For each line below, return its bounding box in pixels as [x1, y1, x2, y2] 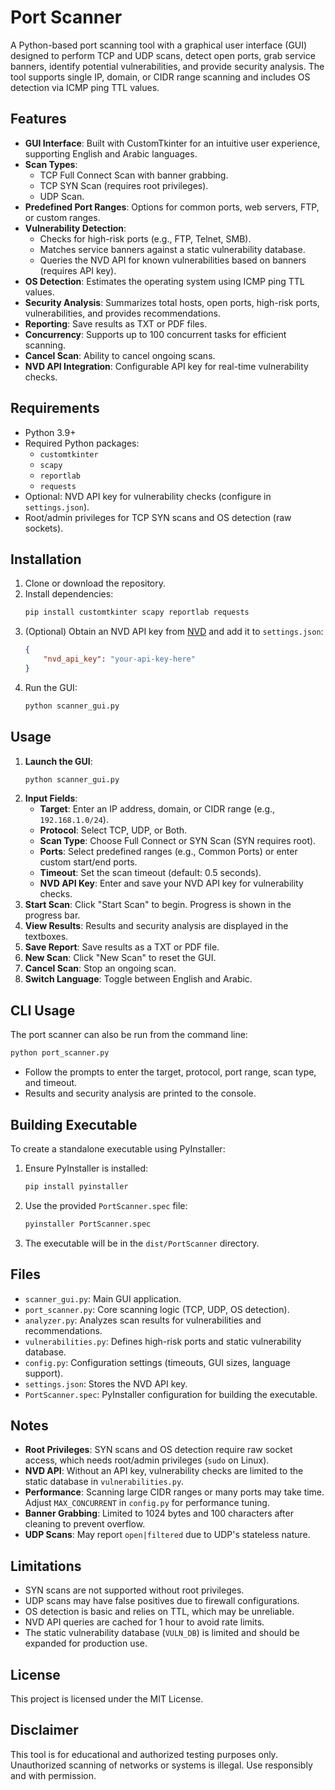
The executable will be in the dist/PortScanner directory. [24, 1237, 260, 1249]
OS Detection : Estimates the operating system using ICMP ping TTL [24, 275, 305, 287]
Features [10, 111, 67, 128]
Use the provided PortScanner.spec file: [24, 1199, 188, 1211]
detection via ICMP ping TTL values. [10, 81, 160, 93]
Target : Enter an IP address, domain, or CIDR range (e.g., [39, 803, 276, 815]
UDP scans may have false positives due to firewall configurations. [24, 1595, 300, 1607]
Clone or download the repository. [24, 577, 167, 590]
